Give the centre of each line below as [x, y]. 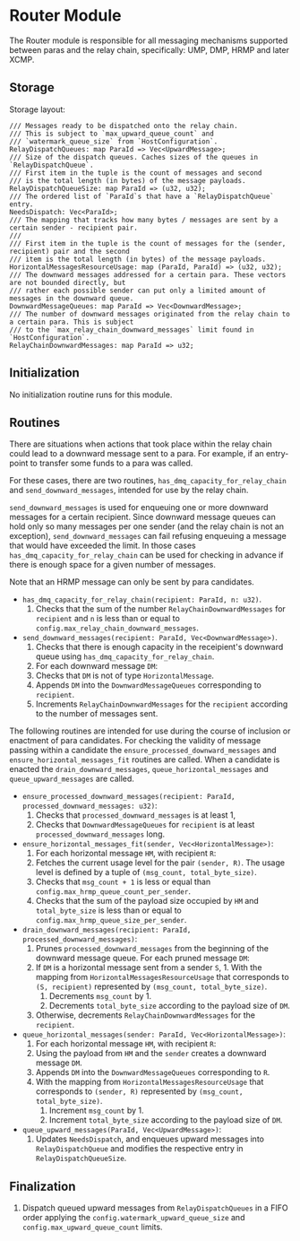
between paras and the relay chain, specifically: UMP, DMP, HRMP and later [149, 49]
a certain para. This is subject [72, 322]
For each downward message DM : [97, 666]
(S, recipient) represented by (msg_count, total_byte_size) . [151, 986]
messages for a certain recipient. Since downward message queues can [142, 517]
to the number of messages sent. [97, 714]
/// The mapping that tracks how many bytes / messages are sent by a [144, 220]
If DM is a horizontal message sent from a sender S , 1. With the [149, 968]
